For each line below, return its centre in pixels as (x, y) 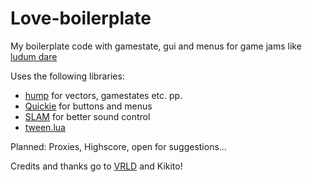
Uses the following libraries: (67, 76)
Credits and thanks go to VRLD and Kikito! (96, 166)
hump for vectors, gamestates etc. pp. (103, 95)
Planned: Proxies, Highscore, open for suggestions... (118, 146)
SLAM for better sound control (87, 116)
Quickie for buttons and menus (88, 106)
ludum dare (34, 56)
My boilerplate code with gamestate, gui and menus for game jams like (156, 46)
